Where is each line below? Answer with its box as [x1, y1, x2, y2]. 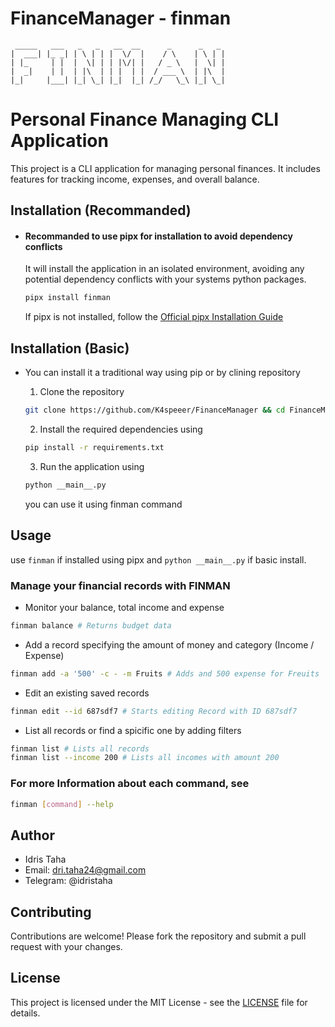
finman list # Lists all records [10, 743, 150, 754]
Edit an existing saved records [24, 687, 150, 699]
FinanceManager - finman [10, 7, 232, 30]
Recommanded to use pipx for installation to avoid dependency [24, 230, 293, 242]
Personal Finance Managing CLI [10, 108, 280, 131]
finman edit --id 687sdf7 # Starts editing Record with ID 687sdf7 [10, 706, 298, 716]
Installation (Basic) [10, 340, 130, 357]
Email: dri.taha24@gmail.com [24, 864, 147, 876]
